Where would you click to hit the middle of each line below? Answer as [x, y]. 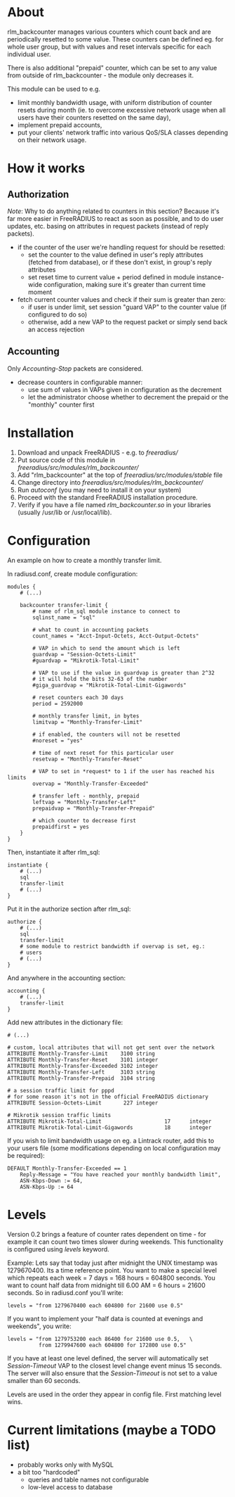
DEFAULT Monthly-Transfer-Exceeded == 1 [67, 1168]
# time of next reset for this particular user [103, 753]
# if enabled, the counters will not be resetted [106, 734]
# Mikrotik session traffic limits [59, 1115]
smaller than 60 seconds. [44, 1380]
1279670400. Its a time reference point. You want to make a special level [112, 1270]
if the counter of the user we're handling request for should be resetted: [121, 247]
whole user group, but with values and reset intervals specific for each [109, 46]
